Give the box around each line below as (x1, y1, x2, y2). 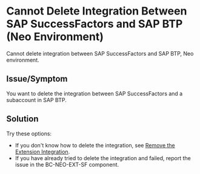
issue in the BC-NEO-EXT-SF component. (15, 161, 119, 168)
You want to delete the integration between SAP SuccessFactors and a (6, 89, 183, 97)
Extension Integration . (15, 148, 70, 155)
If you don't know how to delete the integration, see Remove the (15, 141, 176, 149)
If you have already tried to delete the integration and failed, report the (15, 154, 191, 161)
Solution (6, 114, 39, 124)
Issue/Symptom (6, 74, 68, 84)
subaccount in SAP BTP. (6, 96, 67, 103)
